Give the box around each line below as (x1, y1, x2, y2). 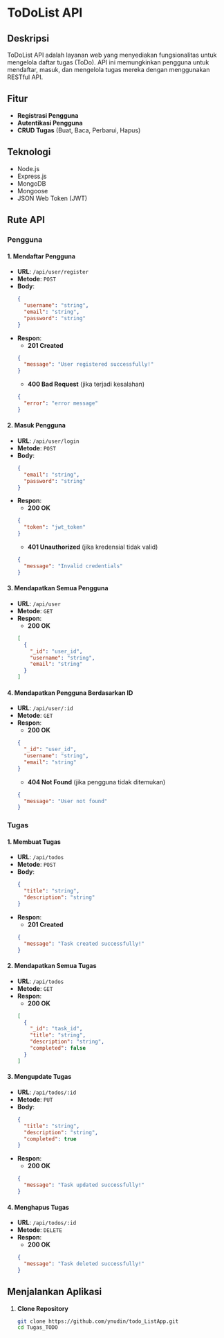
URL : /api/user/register (17, 267, 88, 276)
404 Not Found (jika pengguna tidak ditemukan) (27, 777, 166, 786)
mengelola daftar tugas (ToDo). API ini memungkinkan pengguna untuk (7, 58, 209, 67)
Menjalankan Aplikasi (7, 1286, 102, 1298)
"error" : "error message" (24, 400, 98, 407)
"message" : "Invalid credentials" (24, 563, 123, 570)
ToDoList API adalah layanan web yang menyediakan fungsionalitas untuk (7, 51, 217, 59)
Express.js (17, 172, 47, 180)
